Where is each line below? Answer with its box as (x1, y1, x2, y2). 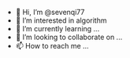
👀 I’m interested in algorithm (15, 16, 107, 25)
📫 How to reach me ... (15, 42, 89, 50)
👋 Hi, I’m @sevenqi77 (15, 8, 85, 16)
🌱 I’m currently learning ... (15, 24, 100, 33)
